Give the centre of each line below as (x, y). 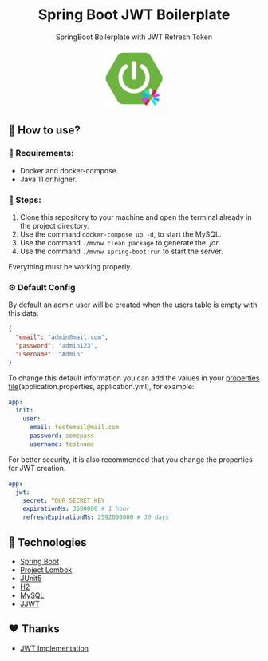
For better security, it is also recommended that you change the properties (130, 459)
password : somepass (61, 436)
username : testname (61, 444)
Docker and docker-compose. (69, 170)
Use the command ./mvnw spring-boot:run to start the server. (121, 251)
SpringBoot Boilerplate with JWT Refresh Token (134, 37)
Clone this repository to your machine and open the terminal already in (136, 217)
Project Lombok (46, 570)
